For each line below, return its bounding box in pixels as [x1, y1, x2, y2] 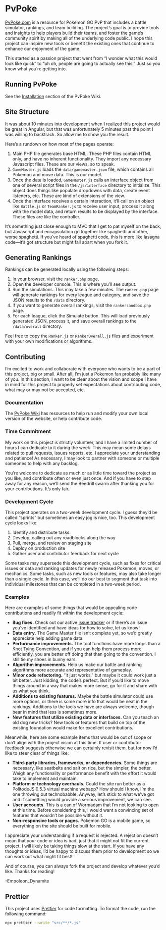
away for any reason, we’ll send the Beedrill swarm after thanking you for [5, 480, 155, 486]
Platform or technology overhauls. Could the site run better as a [12, 781, 145, 787]
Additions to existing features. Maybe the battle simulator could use [12, 693, 154, 699]
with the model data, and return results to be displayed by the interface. [12, 208, 159, 214]
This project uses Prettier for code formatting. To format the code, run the [5, 906, 156, 912]
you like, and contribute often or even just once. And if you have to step [5, 475, 151, 481]
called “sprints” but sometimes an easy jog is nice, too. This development [5, 515, 155, 520]
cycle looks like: [5, 520, 38, 526]
